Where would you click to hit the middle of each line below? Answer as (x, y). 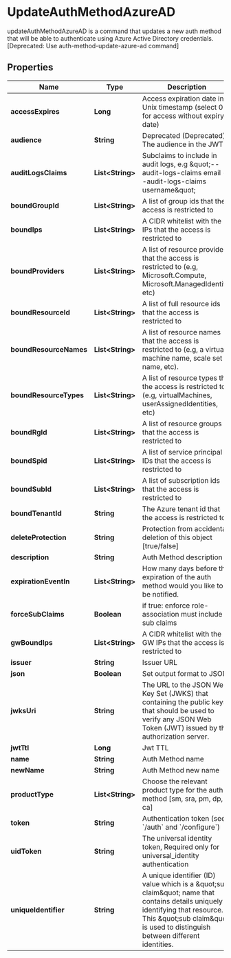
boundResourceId (41, 312)
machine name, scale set (182, 358)
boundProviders (37, 271)
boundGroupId (35, 206)
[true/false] (160, 546)
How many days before (179, 568)
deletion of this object (177, 537)
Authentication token (176, 818)
